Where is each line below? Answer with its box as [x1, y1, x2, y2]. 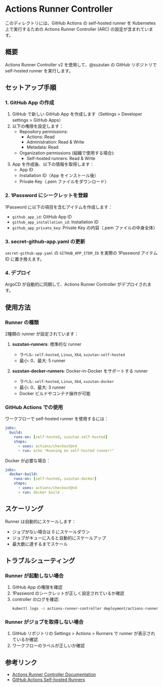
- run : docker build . [18, 490, 64, 495]
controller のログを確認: [12, 597, 60, 602]
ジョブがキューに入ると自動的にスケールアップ [12, 535, 106, 541]
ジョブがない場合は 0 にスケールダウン [12, 529, 90, 535]
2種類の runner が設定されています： [5, 331, 79, 337]
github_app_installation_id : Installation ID [12, 219, 99, 225]
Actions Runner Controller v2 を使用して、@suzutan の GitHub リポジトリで [5, 62, 157, 68]
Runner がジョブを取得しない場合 [5, 619, 84, 626]
